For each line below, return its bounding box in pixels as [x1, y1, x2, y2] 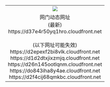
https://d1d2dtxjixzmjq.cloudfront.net [10, 54, 100, 61]
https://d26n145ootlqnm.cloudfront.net [8, 61, 102, 68]
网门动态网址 [40, 14, 70, 21]
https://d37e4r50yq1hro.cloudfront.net [8, 28, 102, 35]
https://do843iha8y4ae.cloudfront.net [9, 67, 100, 74]
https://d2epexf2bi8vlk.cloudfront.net [10, 48, 100, 55]
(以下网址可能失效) [32, 41, 78, 49]
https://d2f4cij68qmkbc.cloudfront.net [9, 73, 101, 80]
